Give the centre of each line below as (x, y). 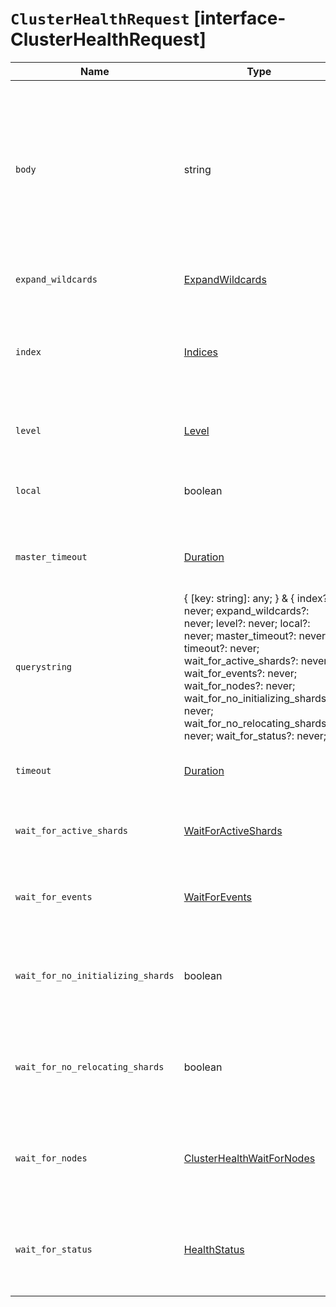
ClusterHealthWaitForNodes (249, 1158)
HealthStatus (214, 1249)
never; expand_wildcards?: (246, 610)
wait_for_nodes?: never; (239, 685)
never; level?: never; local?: (247, 623)
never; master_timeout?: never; (256, 635)
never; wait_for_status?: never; (255, 735)
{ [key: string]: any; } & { (239, 598)
